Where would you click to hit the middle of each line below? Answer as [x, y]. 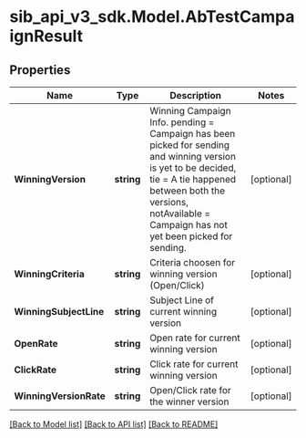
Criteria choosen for [192, 262]
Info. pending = [182, 122]
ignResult [46, 36]
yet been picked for [191, 236]
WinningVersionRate [60, 396]
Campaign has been [193, 134]
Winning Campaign [190, 111]
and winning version [193, 156]
